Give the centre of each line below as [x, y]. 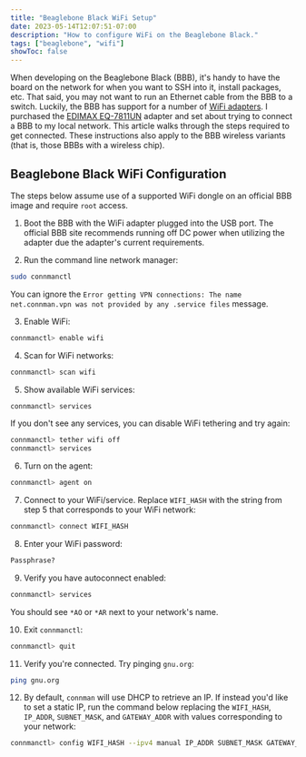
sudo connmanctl [41, 277]
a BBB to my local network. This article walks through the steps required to [150, 126]
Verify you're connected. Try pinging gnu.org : [109, 663]
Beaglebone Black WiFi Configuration [118, 174]
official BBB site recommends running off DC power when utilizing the [154, 232]
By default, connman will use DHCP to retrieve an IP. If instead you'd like [156, 698]
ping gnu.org [35, 680]
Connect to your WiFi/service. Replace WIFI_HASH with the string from [153, 500]
